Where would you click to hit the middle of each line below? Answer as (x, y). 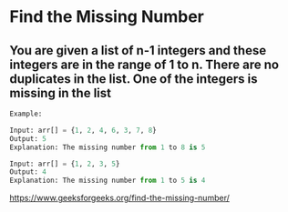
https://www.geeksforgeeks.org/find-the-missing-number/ (119, 198)
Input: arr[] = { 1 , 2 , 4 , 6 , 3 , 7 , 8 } (83, 130)
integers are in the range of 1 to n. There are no (144, 64)
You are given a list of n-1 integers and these (138, 50)
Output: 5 (28, 138)
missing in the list (61, 93)
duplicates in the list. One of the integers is (134, 79)
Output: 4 (28, 172)
